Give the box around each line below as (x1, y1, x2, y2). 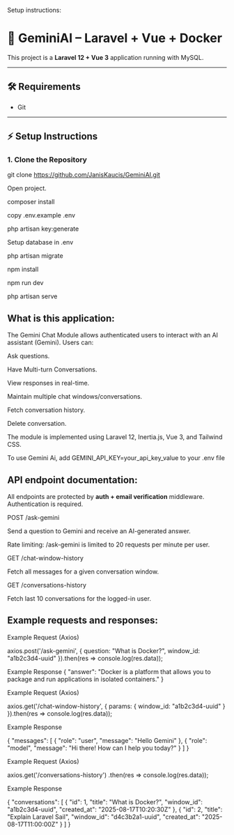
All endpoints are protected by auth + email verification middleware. (7, 493, 205, 501)
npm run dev (7, 279, 44, 287)
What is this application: (7, 312, 115, 324)
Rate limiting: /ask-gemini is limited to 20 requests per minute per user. (7, 540, 210, 549)
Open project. (7, 184, 47, 192)
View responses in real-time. (7, 379, 90, 388)
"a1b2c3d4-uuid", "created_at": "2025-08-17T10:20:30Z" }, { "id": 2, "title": (7, 805, 223, 813)
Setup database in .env (7, 238, 74, 247)
